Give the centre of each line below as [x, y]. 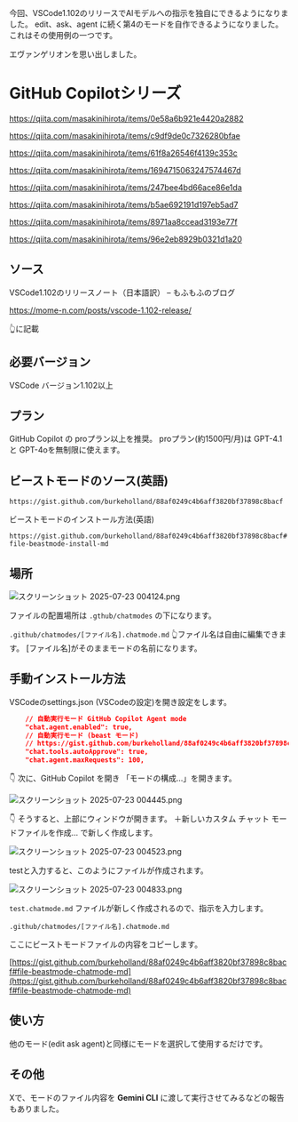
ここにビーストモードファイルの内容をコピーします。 [106, 944]
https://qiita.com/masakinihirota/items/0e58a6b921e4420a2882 [126, 118]
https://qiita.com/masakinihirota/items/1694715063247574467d [125, 170]
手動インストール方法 [67, 679]
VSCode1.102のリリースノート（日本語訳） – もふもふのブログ [122, 293]
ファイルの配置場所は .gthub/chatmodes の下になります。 [113, 615]
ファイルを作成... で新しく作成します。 [87, 833]
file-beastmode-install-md [59, 544]
